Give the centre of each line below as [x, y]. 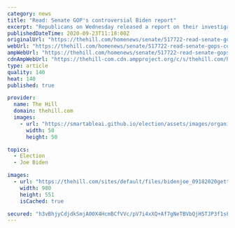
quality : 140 [26, 72]
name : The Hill [36, 105]
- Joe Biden [31, 163]
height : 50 [42, 137]
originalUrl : [26, 40]
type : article [28, 66]
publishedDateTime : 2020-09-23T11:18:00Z [69, 33]
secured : [20, 214]
